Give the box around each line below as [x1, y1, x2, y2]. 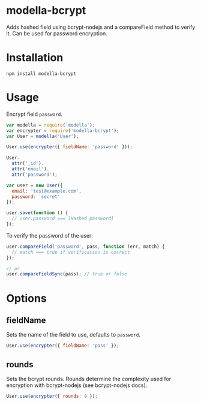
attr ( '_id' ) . [11, 160, 44, 167]
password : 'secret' [11, 193, 61, 200]
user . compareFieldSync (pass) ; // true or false [6, 271, 128, 277]
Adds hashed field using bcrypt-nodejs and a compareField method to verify [6, 23, 196, 31]
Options [6, 292, 47, 305]
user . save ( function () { [6, 210, 68, 216]
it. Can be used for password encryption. [6, 29, 108, 37]
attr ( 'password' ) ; [11, 172, 58, 178]
